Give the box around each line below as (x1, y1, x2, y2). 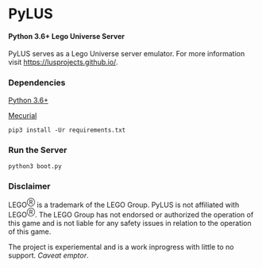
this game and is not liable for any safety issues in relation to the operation (8, 218, 252, 228)
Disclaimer (8, 180, 51, 191)
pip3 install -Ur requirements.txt (8, 126, 126, 134)
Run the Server (8, 144, 67, 155)
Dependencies (8, 77, 66, 88)
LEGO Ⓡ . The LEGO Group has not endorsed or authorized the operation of (8, 208, 254, 219)
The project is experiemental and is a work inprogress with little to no (8, 242, 234, 251)
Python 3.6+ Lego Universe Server (8, 31, 125, 40)
